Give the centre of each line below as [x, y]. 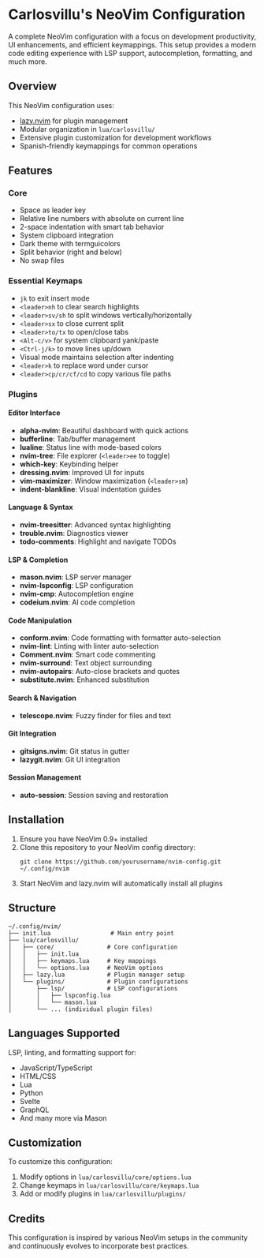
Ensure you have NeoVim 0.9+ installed [84, 839]
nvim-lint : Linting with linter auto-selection [89, 646]
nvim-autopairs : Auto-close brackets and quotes [99, 672]
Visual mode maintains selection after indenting [97, 357]
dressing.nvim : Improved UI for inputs [82, 472]
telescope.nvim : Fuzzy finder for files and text [95, 715]
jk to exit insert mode [54, 298]
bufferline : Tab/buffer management [77, 439]
